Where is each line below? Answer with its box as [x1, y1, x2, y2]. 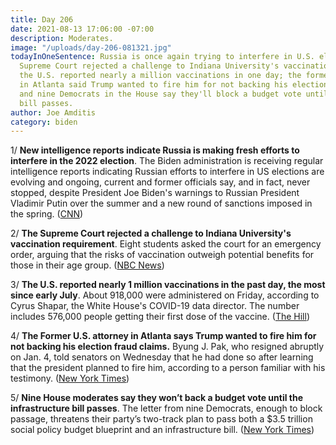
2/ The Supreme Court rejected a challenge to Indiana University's [10, 227, 292, 240]
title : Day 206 [10, 14, 74, 25]
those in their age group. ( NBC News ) [10, 259, 165, 271]
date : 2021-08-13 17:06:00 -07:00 [10, 24, 155, 34]
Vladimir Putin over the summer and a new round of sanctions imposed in [10, 197, 313, 210]
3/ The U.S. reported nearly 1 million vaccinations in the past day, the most [10, 279, 326, 291]
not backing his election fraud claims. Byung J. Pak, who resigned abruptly [10, 341, 325, 353]
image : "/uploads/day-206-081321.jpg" [10, 42, 172, 53]
